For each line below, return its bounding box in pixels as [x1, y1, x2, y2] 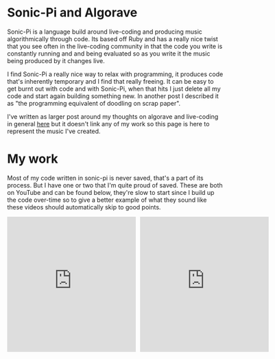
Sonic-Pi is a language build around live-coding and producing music [7, 27, 202, 36]
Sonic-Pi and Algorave [7, 5, 138, 21]
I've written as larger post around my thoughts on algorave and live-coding [7, 112, 219, 121]
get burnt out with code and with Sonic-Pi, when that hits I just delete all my [7, 84, 221, 93]
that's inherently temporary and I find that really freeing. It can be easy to [7, 77, 214, 85]
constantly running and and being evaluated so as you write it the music [7, 49, 211, 58]
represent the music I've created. [7, 127, 101, 135]
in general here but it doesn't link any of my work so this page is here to [7, 119, 210, 128]
